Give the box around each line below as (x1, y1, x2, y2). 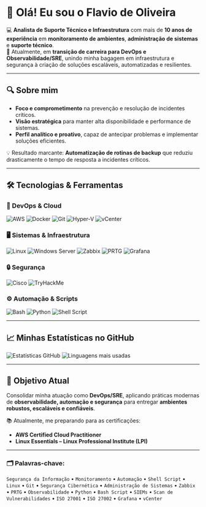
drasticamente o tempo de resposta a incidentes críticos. (6, 156, 150, 163)
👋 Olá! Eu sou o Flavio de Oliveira (6, 6, 176, 20)
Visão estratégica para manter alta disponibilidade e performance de (15, 118, 191, 125)
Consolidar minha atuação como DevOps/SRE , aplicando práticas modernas (6, 391, 200, 399)
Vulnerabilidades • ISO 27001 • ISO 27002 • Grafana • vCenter (6, 495, 162, 502)
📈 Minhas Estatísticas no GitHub (6, 332, 135, 343)
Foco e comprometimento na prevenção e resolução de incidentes (15, 104, 185, 112)
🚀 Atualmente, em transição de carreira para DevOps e (6, 48, 147, 55)
